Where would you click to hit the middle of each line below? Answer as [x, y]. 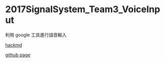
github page [18, 55]
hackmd [14, 45]
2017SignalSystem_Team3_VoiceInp [83, 9]
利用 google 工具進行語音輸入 [36, 35]
